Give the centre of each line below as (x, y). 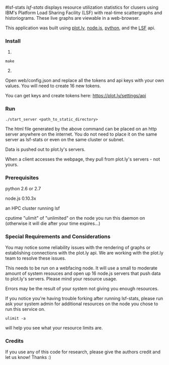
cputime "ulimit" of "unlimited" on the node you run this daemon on (75, 218)
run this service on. (25, 309)
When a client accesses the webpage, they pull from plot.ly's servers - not (83, 159)
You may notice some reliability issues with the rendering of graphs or (78, 248)
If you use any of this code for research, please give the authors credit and (83, 352)
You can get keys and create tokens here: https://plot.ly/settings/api (76, 96)
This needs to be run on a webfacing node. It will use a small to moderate (81, 268)
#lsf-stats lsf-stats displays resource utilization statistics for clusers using (82, 7)
